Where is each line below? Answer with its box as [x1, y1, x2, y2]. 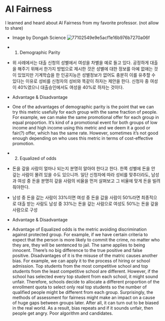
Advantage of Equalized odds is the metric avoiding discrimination [12, 226, 147, 232]
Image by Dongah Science [12, 35, 66, 40]
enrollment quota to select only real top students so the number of [12, 284, 147, 290]
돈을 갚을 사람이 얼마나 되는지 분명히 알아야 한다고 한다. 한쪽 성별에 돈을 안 [12, 165, 156, 171]
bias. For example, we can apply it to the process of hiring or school [12, 258, 150, 264]
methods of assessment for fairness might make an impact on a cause [12, 294, 155, 300]
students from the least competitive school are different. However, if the [12, 268, 159, 274]
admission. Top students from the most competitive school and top [12, 263, 148, 269]
